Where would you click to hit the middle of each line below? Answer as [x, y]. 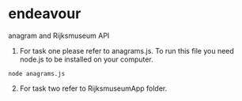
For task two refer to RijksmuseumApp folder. [93, 88]
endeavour [45, 14]
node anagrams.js [37, 73]
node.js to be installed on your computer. [87, 59]
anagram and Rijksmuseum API [59, 36]
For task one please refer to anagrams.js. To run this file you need [127, 50]
